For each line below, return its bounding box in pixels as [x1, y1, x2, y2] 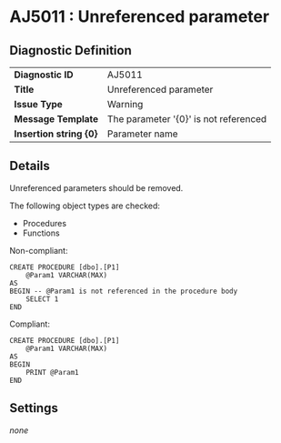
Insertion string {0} [14, 127, 98, 140]
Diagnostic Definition [9, 43, 132, 58]
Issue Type [14, 98, 64, 110]
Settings [9, 400, 59, 416]
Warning [107, 98, 144, 110]
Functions [22, 227, 61, 238]
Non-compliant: [9, 245, 68, 256]
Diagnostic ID [14, 68, 74, 81]
